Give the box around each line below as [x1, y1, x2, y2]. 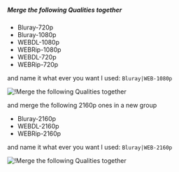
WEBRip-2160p [17, 129, 62, 138]
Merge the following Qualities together [7, 6, 122, 14]
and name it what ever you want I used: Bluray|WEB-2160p [7, 143, 173, 151]
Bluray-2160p [17, 114, 57, 122]
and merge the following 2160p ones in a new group [7, 101, 157, 109]
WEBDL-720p [17, 52, 57, 61]
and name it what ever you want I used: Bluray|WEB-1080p [7, 73, 173, 82]
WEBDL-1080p [17, 38, 60, 46]
